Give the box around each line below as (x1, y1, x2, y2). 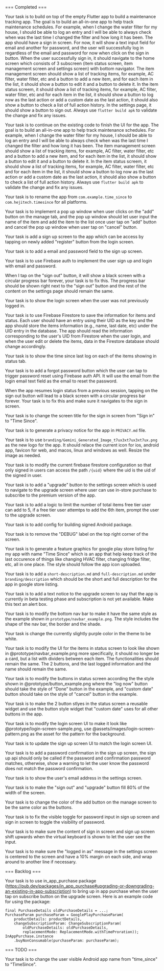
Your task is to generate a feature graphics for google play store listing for (5, 546, 154, 551)
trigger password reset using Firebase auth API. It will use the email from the (5, 373, 160, 379)
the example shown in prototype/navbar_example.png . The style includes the (5, 616, 159, 621)
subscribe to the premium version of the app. (5, 492, 96, 498)
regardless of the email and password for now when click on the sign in (5, 50, 149, 56)
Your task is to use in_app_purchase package (5, 878, 96, 883)
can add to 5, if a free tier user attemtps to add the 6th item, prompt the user (5, 507, 159, 513)
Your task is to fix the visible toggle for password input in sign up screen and (5, 814, 160, 820)
